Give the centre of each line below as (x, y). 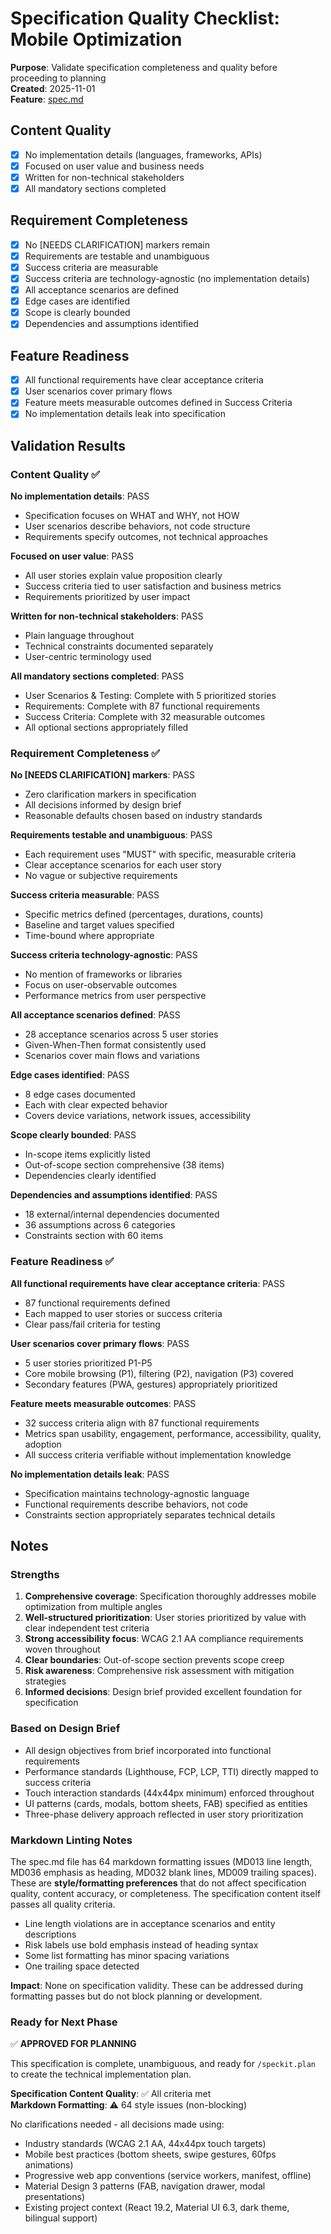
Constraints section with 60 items (94, 1236)
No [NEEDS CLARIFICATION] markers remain (117, 244)
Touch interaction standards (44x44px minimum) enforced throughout (169, 1793)
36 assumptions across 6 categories (100, 1225)
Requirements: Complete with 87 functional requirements (142, 706)
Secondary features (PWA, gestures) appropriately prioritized (151, 1384)
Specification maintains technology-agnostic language (137, 1493)
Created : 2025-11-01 (53, 88)
